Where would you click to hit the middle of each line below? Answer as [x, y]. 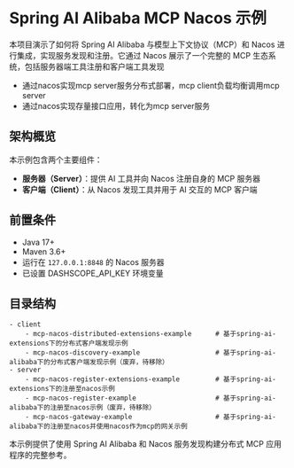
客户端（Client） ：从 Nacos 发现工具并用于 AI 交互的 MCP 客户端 [139, 189]
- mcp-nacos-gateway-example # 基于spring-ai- [151, 417]
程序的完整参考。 [40, 455]
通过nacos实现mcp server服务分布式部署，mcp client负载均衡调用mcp [151, 85]
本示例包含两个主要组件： [56, 160]
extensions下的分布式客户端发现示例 [69, 343]
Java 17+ [38, 242]
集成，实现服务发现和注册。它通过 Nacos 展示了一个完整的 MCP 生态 [142, 55]
